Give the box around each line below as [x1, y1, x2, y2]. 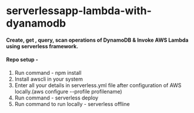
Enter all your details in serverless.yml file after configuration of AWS [14, 81, 182, 89]
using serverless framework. [6, 42, 79, 49]
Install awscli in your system [14, 75, 83, 82]
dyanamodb [6, 16, 66, 30]
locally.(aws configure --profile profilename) [14, 88, 122, 95]
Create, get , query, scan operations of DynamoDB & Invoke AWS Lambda [6, 36, 189, 44]
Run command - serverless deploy [14, 94, 99, 101]
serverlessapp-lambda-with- [6, 4, 152, 18]
